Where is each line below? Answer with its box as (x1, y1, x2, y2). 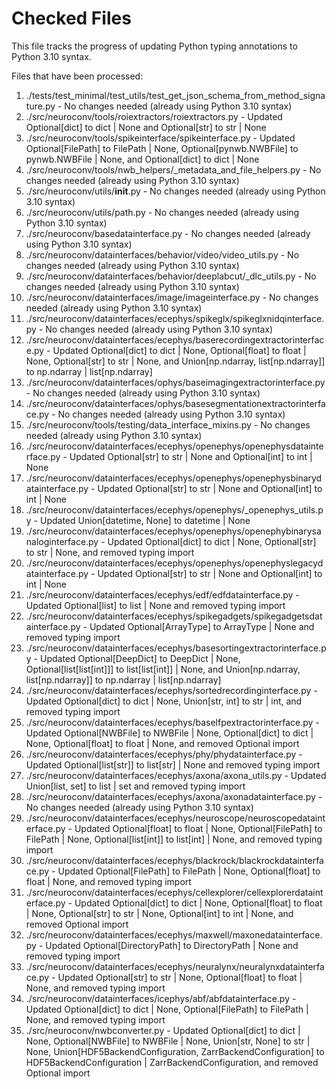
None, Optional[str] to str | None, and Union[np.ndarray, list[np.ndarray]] (25, 355, 326, 367)
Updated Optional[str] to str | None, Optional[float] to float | (57, 971, 303, 983)
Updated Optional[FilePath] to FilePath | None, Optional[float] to (57, 865, 321, 877)
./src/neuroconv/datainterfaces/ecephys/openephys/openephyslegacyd (25, 557, 324, 569)
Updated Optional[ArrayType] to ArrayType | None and (89, 620, 315, 632)
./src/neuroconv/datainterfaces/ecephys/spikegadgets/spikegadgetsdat (25, 610, 323, 622)
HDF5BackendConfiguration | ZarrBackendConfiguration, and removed (25, 1056, 319, 1068)
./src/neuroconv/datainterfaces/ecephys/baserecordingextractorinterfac (25, 333, 325, 346)
